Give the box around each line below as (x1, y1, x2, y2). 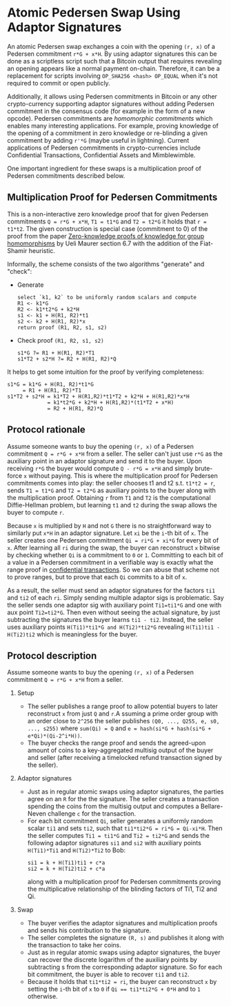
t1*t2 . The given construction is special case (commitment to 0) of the (7, 224, 208, 232)
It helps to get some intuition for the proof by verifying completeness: (7, 368, 205, 376)
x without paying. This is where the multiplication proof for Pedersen (23, 471, 219, 480)
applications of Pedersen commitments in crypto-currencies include (7, 143, 201, 152)
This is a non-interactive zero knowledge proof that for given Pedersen (7, 210, 209, 218)
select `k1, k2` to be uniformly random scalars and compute (17, 294, 197, 301)
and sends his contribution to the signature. (27, 926, 152, 935)
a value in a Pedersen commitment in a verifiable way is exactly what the (7, 558, 214, 566)
